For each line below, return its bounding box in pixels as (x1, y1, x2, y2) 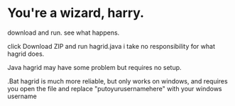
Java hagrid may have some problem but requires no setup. (7, 63, 182, 71)
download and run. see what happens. (7, 28, 120, 37)
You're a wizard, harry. (7, 5, 144, 21)
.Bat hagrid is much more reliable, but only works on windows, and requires (7, 76, 229, 86)
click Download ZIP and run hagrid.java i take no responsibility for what (7, 42, 215, 50)
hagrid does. (7, 49, 45, 58)
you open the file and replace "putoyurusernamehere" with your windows (7, 84, 222, 93)
